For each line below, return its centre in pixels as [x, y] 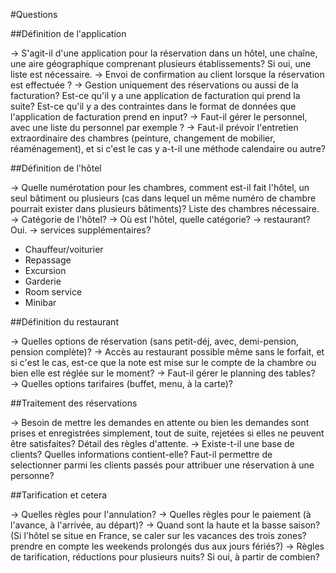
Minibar [40, 302]
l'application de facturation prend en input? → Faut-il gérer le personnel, [159, 117]
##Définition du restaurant [64, 322]
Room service [53, 292]
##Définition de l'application [68, 33]
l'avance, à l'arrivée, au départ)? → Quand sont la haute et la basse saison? [165, 525]
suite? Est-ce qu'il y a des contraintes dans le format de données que [153, 106]
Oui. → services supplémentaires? [81, 230]
